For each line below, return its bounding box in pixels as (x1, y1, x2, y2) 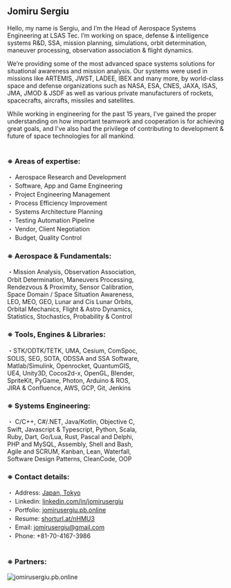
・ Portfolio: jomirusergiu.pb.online (7, 506, 107, 515)
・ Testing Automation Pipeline (7, 216, 95, 224)
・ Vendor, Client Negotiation (7, 225, 90, 233)
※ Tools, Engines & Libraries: (7, 330, 106, 339)
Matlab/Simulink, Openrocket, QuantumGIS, (7, 362, 131, 370)
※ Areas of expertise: (7, 156, 81, 166)
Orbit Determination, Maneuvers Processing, (7, 276, 134, 284)
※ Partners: (7, 557, 47, 567)
